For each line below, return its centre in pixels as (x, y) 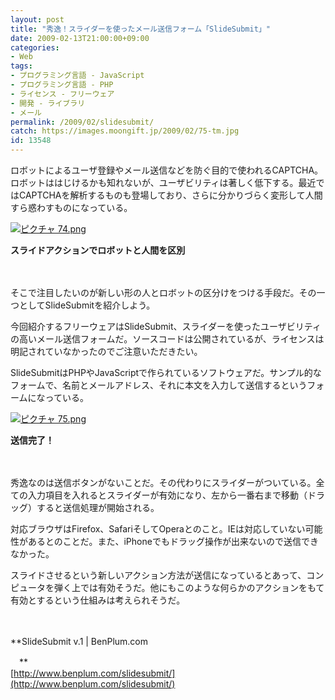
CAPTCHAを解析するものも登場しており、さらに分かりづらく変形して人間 (170, 195)
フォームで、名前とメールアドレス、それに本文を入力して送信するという (159, 385)
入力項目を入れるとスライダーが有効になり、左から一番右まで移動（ (167, 495)
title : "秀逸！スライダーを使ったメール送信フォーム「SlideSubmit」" (140, 29)
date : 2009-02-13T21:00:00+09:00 (80, 38)
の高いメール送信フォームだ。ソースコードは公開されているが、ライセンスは (167, 339)
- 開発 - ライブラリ (48, 103)
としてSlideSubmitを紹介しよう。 (87, 305)
